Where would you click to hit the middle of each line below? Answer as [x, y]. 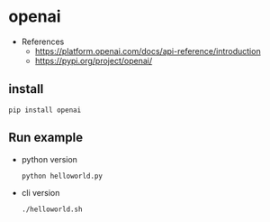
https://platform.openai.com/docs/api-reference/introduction [148, 51]
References [43, 42]
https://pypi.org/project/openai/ [94, 60]
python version [49, 159]
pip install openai [45, 110]
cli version [40, 192]
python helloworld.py [62, 176]
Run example [45, 138]
